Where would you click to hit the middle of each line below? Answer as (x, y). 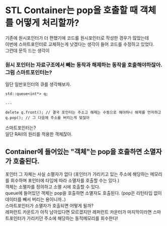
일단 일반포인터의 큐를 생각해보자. (38, 84)
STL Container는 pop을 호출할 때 (72, 10)
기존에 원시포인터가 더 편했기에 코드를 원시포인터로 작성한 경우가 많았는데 (77, 38)
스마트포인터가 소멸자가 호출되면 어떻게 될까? (50, 206)
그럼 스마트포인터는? (29, 72)
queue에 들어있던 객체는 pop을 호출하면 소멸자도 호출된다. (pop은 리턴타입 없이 (83, 193)
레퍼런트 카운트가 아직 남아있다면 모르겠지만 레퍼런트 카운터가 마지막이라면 (78, 212)
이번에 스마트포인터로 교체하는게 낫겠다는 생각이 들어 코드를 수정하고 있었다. (80, 44)
